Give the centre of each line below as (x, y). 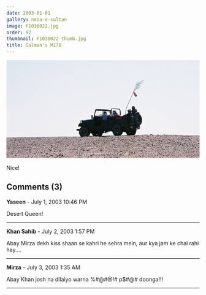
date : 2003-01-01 (29, 13)
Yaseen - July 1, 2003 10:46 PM (47, 202)
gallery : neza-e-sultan (37, 19)
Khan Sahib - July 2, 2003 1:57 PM (51, 231)
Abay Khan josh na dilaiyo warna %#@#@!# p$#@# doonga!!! (85, 279)
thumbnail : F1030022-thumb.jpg (46, 39)
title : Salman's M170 (34, 45)
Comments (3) (34, 187)
